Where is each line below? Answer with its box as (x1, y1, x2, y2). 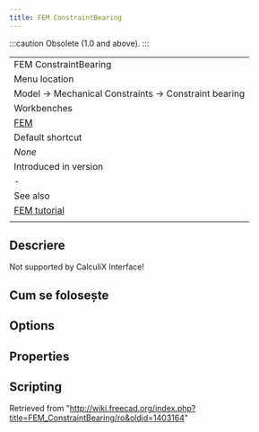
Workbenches (13, 101, 73, 114)
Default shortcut (13, 131, 82, 144)
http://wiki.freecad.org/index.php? (69, 403, 196, 414)
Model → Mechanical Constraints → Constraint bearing (13, 87, 246, 100)
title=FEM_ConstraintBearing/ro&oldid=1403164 (9, 412, 186, 423)
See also (13, 190, 51, 202)
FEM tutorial (13, 204, 65, 216)
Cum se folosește (9, 287, 109, 303)
